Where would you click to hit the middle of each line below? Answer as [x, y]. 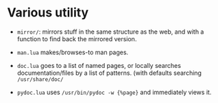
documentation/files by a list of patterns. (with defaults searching [109, 73]
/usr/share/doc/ [40, 79]
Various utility [48, 13]
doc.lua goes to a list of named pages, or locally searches [99, 65]
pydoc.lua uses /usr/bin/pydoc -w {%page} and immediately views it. [114, 92]
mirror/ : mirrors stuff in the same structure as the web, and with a [110, 32]
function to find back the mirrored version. [77, 38]
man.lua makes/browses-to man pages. [73, 52]
